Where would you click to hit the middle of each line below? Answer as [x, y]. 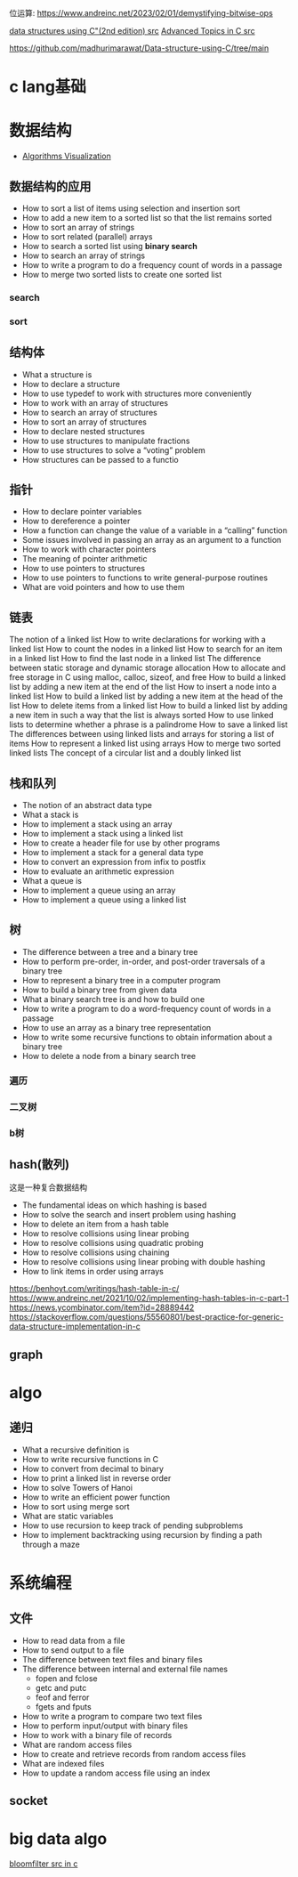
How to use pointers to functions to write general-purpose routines [145, 578]
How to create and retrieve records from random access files [134, 1754]
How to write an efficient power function [96, 1497]
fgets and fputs [63, 1706]
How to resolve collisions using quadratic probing [113, 1243]
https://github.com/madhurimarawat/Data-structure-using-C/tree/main [139, 48]
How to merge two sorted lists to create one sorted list [122, 274]
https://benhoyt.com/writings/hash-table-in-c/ [94, 1289]
